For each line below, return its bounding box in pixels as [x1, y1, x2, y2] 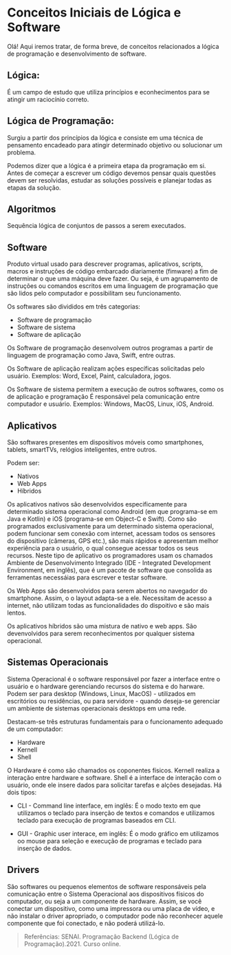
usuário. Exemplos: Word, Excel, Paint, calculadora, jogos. [7, 372, 172, 380]
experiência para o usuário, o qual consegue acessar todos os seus [7, 544, 199, 552]
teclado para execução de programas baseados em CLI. [16, 816, 177, 824]
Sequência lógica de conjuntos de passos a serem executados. [7, 222, 186, 230]
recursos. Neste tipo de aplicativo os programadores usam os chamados [7, 551, 213, 559]
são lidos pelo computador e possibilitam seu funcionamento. [7, 289, 181, 298]
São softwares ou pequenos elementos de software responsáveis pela [7, 882, 206, 890]
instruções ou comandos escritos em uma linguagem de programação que [7, 282, 219, 290]
